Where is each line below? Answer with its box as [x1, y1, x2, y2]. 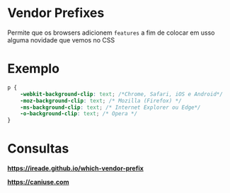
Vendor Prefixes [7, 5, 105, 21]
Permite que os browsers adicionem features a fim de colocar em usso [7, 28, 215, 37]
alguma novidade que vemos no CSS [7, 35, 115, 44]
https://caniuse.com [7, 178, 69, 187]
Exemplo [7, 61, 60, 77]
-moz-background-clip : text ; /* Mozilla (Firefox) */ [20, 97, 182, 104]
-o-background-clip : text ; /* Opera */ [20, 110, 138, 117]
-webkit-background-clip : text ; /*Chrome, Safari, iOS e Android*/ [20, 90, 223, 98]
